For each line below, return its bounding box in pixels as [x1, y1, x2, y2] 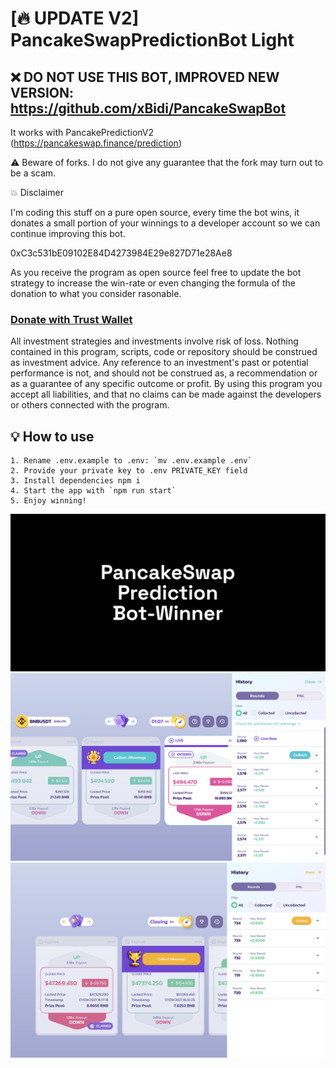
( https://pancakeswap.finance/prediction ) [10, 137, 182, 149]
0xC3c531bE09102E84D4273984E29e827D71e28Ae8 [10, 247, 233, 259]
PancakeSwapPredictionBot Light [10, 29, 295, 52]
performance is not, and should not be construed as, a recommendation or [10, 367, 318, 379]
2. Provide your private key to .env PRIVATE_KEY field [10, 466, 248, 476]
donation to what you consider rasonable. [10, 288, 182, 299]
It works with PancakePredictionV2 [10, 127, 155, 138]
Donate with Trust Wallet [10, 312, 133, 326]
